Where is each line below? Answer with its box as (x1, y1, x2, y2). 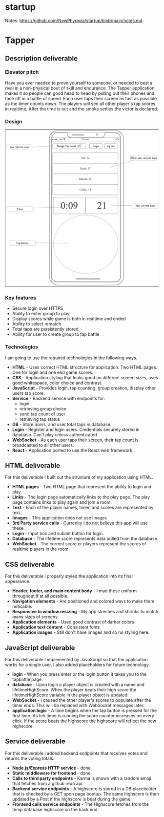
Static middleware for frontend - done (12, 770, 91, 776)
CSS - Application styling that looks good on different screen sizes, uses (12, 374, 159, 380)
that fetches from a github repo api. (12, 780, 84, 786)
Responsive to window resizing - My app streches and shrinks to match (12, 609, 159, 615)
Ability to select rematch (12, 321, 61, 327)
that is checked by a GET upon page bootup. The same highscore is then (12, 791, 159, 796)
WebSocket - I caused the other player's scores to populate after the (12, 697, 151, 703)
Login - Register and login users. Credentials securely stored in (12, 427, 140, 432)
